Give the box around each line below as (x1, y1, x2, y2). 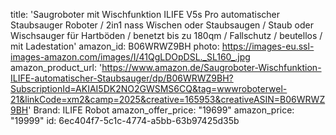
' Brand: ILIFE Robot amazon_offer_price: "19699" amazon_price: (28, 104, 295, 116)
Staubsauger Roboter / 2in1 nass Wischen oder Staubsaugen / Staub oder (10, 19, 314, 31)
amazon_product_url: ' (10, 62, 103, 73)
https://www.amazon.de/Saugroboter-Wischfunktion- (101, 62, 322, 73)
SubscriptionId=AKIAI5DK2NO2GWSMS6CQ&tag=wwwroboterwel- (10, 83, 288, 94)
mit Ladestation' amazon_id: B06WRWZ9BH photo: (10, 40, 220, 52)
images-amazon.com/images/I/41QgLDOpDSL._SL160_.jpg (10, 51, 251, 63)
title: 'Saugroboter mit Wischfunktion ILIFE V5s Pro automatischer (10, 9, 281, 20)
